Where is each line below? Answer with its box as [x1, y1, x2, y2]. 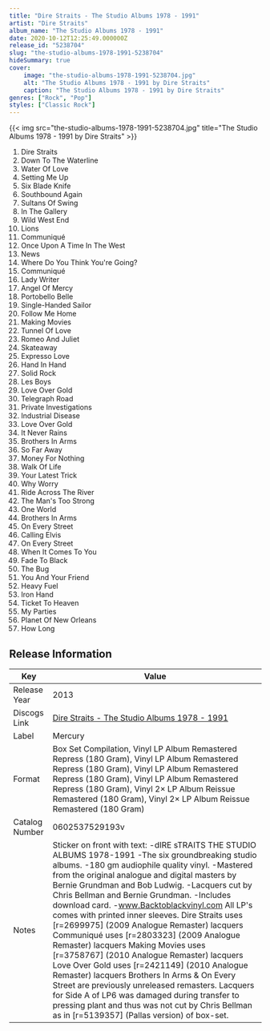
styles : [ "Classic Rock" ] [9, 101, 95, 109]
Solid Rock [20, 369, 57, 378]
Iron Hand [20, 590, 54, 599]
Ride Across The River [20, 488, 95, 497]
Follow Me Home [20, 309, 77, 319]
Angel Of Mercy [20, 284, 74, 293]
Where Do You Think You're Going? [20, 258, 138, 268]
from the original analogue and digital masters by [52, 869, 237, 880]
